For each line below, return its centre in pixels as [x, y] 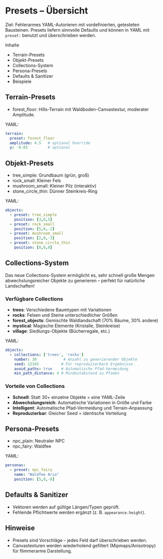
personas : [15, 465]
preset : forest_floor [32, 138]
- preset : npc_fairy [31, 470]
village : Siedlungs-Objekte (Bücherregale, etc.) [61, 331]
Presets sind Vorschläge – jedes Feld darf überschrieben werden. [80, 540]
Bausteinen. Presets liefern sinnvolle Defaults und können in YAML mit [77, 30]
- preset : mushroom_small [37, 233]
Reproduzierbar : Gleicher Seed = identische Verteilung [69, 413]
